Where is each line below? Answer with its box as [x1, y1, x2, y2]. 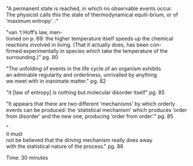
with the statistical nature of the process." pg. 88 [6, 143, 124, 150]
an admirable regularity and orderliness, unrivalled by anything [6, 72, 157, 78]
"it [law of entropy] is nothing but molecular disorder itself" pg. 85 [6, 89, 165, 96]
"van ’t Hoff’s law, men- [6, 29, 63, 36]
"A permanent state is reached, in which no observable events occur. [6, 5, 173, 12]
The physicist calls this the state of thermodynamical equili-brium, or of [6, 11, 178, 18]
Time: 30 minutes [6, 154, 49, 161]
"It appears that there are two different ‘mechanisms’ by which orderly [6, 100, 175, 107]
